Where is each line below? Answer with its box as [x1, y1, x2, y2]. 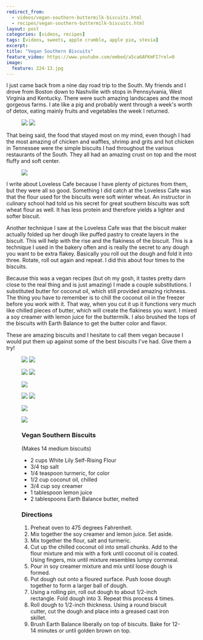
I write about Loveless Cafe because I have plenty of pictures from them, [6, 180, 188, 188]
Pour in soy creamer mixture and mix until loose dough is [30, 562, 173, 570]
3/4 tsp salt [30, 463, 59, 470]
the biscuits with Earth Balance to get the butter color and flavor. [6, 320, 167, 327]
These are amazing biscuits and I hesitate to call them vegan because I [6, 331, 184, 339]
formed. [30, 569, 50, 576]
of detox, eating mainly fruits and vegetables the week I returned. [6, 107, 170, 115]
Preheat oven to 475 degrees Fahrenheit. [30, 524, 133, 531]
